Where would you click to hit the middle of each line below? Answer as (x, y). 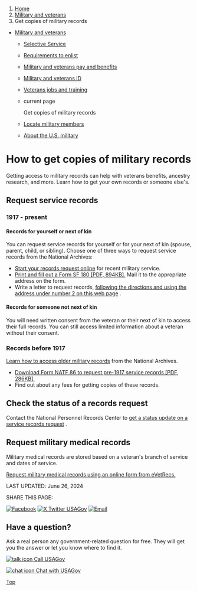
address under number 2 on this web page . (68, 293)
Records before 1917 (36, 348)
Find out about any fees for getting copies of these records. (87, 385)
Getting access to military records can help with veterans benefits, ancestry (98, 175)
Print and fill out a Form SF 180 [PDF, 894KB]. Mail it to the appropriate (101, 275)
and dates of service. (32, 463)
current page (39, 101)
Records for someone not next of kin (52, 307)
